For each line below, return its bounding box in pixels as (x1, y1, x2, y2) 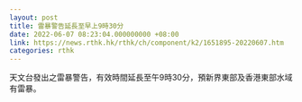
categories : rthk (9, 47, 75, 55)
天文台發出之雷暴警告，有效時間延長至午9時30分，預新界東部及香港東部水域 (9, 72, 293, 83)
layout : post (9, 13, 59, 22)
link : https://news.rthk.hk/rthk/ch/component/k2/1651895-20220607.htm (9, 38, 284, 47)
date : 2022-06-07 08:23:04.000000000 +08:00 (9, 30, 179, 38)
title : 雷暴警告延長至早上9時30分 (9, 21, 124, 30)
